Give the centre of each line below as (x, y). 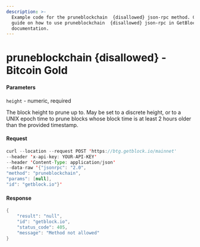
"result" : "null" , (40, 216)
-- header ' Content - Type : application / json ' (61, 162)
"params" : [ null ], (29, 179)
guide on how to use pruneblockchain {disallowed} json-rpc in (93, 23)
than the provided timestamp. (42, 125)
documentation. (30, 28)
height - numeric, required (39, 101)
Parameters (21, 88)
